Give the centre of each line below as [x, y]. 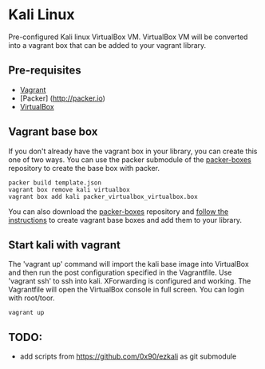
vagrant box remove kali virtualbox [69, 189]
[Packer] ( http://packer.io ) [63, 98]
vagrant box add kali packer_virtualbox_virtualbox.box [103, 196]
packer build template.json [55, 183]
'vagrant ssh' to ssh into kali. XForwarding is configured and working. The [130, 281]
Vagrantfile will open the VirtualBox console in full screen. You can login [127, 290]
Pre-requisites [45, 71]
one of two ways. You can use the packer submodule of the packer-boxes [130, 159]
